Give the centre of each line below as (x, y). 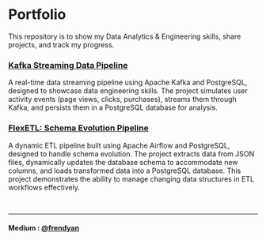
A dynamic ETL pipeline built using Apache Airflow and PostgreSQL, (119, 145)
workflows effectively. (44, 187)
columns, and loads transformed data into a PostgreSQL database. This (125, 171)
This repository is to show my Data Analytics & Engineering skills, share (125, 36)
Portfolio (37, 15)
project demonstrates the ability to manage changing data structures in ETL (131, 178)
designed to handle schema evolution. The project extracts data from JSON (131, 154)
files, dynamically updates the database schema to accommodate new (123, 162)
